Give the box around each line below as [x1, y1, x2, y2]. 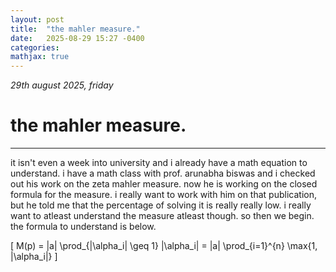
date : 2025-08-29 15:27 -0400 [10, 33, 145, 43]
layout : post [10, 14, 65, 25]
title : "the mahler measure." [10, 24, 141, 34]
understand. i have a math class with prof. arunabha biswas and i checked [10, 167, 316, 180]
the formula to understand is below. [10, 221, 157, 233]
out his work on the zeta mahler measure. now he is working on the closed [10, 178, 318, 190]
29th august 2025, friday [10, 79, 114, 91]
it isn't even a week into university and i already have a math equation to [10, 157, 308, 169]
